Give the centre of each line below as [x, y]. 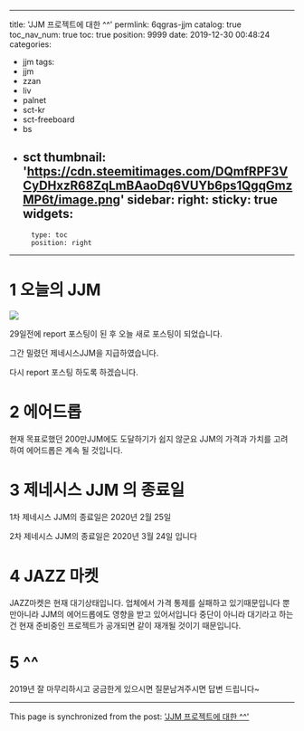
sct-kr [33, 110]
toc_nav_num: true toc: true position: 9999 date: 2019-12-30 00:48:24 [140, 34]
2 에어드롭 [46, 412]
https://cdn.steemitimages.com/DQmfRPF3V [157, 171]
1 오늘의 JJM [55, 290]
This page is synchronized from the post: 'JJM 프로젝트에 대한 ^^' [129, 717]
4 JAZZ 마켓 [54, 576]
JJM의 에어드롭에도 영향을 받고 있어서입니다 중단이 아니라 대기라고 [159, 614]
